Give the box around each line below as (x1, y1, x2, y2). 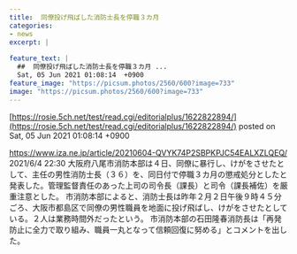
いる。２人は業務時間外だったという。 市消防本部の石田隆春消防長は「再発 (9, 213, 283, 224)
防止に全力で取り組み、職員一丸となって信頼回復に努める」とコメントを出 (9, 224, 280, 235)
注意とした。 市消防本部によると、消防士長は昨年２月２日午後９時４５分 (16, 191, 282, 202)
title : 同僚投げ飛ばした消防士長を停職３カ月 (9, 12, 160, 22)
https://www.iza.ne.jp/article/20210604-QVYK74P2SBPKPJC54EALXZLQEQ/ (9, 147, 288, 158)
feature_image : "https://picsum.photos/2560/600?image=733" (9, 79, 236, 88)
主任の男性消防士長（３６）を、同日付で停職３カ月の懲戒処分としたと (31, 169, 287, 180)
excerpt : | (9, 37, 49, 47)
